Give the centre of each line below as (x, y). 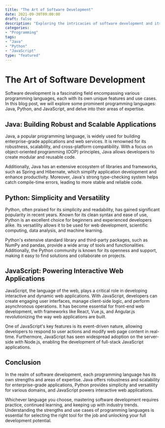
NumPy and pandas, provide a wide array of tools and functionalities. (75, 245)
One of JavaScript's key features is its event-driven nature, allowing (74, 326)
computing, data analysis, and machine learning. (54, 230)
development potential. (28, 420)
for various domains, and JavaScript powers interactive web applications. (79, 390)
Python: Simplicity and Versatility (57, 198)
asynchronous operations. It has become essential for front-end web (75, 306)
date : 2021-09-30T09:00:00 (33, 14)
